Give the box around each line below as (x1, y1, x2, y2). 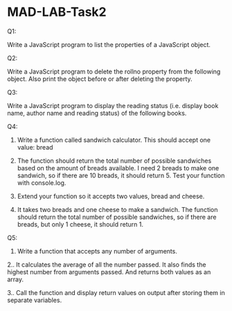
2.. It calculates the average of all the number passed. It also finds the (7, 260, 206, 269)
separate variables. (7, 296, 62, 304)
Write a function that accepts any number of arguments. (17, 247, 178, 255)
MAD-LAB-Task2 (7, 4, 107, 20)
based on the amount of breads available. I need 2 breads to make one (17, 163, 220, 172)
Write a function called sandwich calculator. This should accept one (17, 136, 211, 144)
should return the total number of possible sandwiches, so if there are (17, 213, 217, 221)
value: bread (17, 143, 53, 151)
